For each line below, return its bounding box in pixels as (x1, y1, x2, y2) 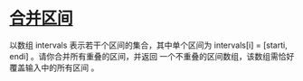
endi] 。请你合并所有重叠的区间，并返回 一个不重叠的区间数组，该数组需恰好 (9, 50, 295, 61)
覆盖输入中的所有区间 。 (9, 62, 99, 73)
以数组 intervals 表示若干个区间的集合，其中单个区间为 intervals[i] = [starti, (9, 40, 288, 50)
